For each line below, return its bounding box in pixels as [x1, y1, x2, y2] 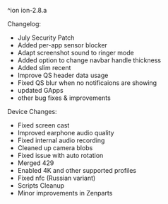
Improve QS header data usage [17, 71, 109, 79]
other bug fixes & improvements [17, 93, 111, 102]
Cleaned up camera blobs [17, 144, 93, 152]
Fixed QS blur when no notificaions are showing [17, 79, 157, 87]
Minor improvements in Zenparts [17, 189, 113, 197]
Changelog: [7, 20, 41, 28]
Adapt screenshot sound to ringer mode [17, 49, 134, 57]
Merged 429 [17, 159, 54, 167]
